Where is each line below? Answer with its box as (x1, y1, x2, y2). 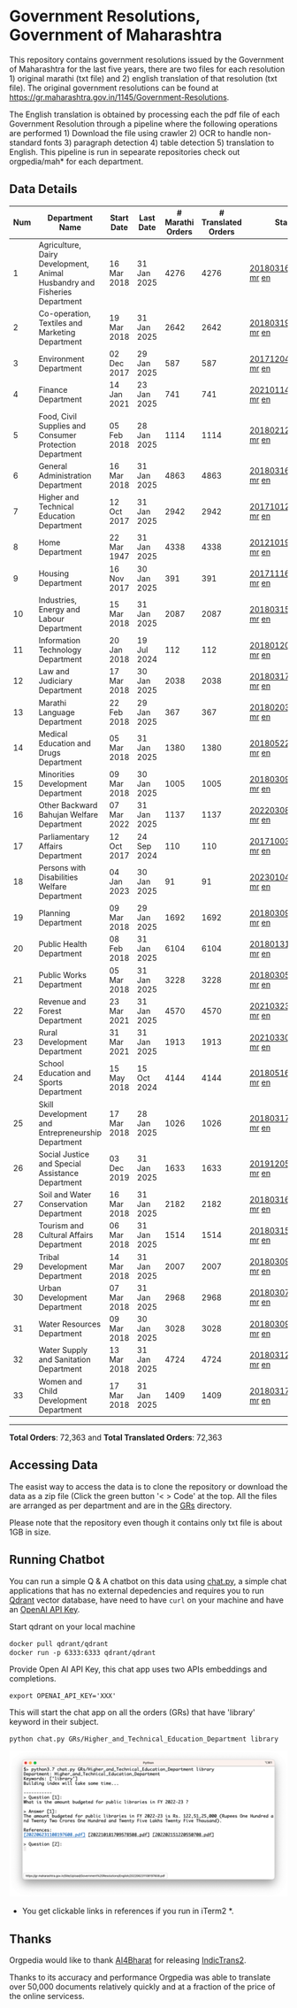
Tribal (38, 1251, 60, 1262)
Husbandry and (38, 277, 95, 288)
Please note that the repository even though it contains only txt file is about (9, 1517, 283, 1527)
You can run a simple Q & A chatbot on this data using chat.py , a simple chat (9, 1575, 287, 1586)
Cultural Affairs (38, 1230, 94, 1241)
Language (38, 706, 75, 718)
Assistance (38, 1167, 80, 1178)
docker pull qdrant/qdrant (9, 1639, 109, 1648)
